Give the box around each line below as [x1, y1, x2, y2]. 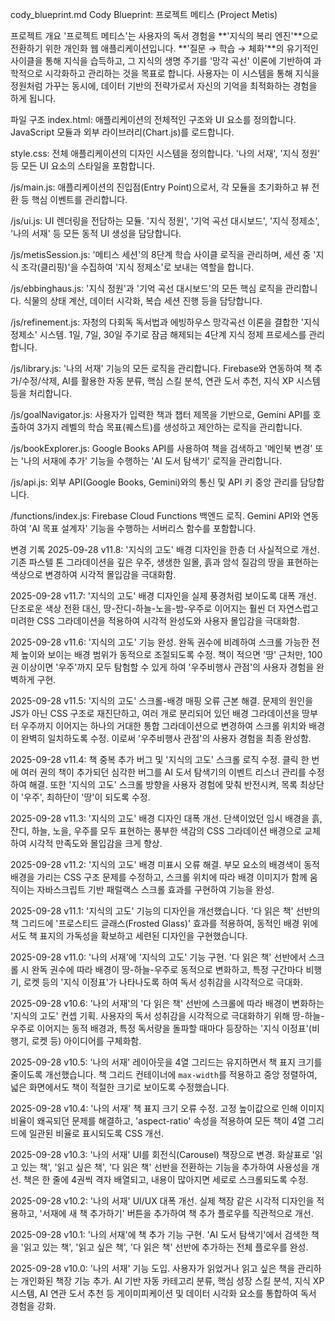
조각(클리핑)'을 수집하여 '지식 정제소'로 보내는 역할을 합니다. [20, 261, 255, 273]
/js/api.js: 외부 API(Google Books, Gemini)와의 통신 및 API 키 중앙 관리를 [10, 476, 298, 488]
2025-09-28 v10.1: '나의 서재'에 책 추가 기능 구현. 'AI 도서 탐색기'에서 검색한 [10, 1229, 309, 1240]
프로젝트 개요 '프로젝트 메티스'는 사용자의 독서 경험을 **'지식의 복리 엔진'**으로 [10, 30, 319, 42]
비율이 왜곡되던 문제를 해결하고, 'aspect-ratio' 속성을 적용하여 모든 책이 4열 [10, 1115, 306, 1127]
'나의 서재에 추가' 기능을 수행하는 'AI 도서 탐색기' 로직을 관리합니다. [20, 455, 283, 467]
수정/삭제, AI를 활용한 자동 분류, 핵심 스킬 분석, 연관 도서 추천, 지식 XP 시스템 [21, 375, 321, 387]
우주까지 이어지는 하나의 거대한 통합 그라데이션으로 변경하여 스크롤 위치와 [20, 720, 307, 732]
